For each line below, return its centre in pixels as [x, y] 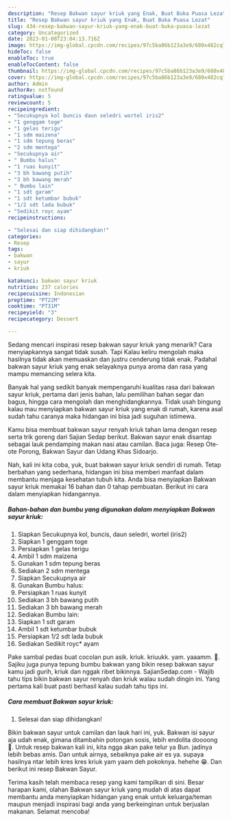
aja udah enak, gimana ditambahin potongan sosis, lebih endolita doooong [113, 739]
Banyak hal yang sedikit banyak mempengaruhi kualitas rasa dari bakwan [111, 387]
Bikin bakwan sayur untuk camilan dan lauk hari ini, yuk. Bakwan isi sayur [111, 732]
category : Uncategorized [43, 33]
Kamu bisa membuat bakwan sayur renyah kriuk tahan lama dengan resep [112, 429]
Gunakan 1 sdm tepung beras [59, 563]
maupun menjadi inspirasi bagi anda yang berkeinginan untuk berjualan [109, 804]
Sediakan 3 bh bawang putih [58, 600]
